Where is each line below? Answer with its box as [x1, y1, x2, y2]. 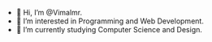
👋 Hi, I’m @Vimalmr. [15, 8, 83, 17]
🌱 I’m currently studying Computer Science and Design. [15, 25, 203, 34]
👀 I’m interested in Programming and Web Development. [15, 16, 205, 26]
